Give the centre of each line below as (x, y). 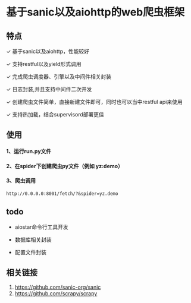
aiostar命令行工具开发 (41, 227)
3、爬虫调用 (21, 181)
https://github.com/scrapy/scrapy (56, 293)
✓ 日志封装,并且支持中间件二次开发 (49, 89)
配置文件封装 (30, 252)
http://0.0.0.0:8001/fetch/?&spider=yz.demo (62, 194)
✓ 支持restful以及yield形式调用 (44, 64)
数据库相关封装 (33, 239)
